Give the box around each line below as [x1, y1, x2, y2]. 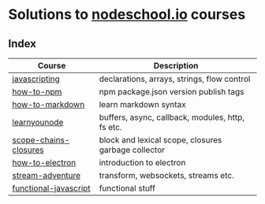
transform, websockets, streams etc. [99, 170, 234, 180]
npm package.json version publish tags [99, 87, 244, 97]
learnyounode [12, 117, 64, 128]
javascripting [12, 73, 61, 84]
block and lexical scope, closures [99, 135, 222, 145]
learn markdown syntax [99, 99, 187, 109]
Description [153, 61, 199, 71]
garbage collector [99, 144, 166, 155]
